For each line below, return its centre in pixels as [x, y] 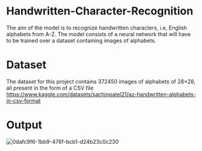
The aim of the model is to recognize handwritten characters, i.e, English [97, 28]
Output [24, 125]
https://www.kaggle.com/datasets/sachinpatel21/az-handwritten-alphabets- [101, 94]
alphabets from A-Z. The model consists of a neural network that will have [99, 34]
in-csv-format [24, 100]
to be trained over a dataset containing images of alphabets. [81, 40]
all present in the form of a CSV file [50, 88]
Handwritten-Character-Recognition [100, 11]
